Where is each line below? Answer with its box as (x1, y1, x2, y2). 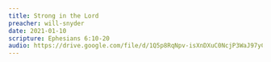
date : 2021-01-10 (8, 27, 67, 35)
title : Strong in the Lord (8, 11, 99, 20)
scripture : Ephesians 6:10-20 (8, 34, 110, 43)
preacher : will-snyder (8, 19, 85, 27)
